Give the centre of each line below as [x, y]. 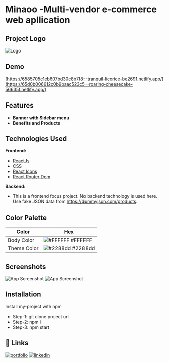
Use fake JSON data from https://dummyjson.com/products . [75, 202]
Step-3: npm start [31, 327]
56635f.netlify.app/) [26, 89]
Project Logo [26, 39]
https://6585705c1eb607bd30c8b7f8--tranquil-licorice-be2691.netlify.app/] [85, 79]
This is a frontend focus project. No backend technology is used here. [85, 196]
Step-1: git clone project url [40, 316]
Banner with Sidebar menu [41, 118]
